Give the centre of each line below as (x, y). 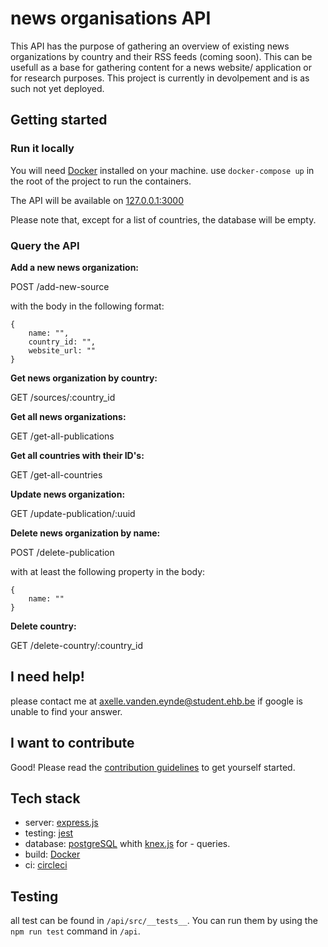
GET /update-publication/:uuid (73, 513)
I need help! (47, 677)
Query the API (45, 245)
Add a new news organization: (75, 267)
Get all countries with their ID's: (77, 455)
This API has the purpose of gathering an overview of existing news (150, 46)
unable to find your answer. (66, 711)
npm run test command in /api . (75, 931)
